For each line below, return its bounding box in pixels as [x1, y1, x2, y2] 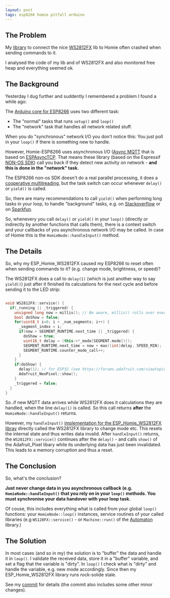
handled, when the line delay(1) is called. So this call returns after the [5, 405, 151, 411]
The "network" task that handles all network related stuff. [12, 124, 133, 130]
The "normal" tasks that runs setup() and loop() [12, 118, 114, 124]
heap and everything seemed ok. [5, 65, 74, 71]
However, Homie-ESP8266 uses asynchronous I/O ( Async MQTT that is [5, 149, 154, 155]
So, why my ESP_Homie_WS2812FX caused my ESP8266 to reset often [5, 260, 153, 267]
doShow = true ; [23, 334, 56, 339]
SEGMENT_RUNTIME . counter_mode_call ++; [23, 348, 105, 353]
